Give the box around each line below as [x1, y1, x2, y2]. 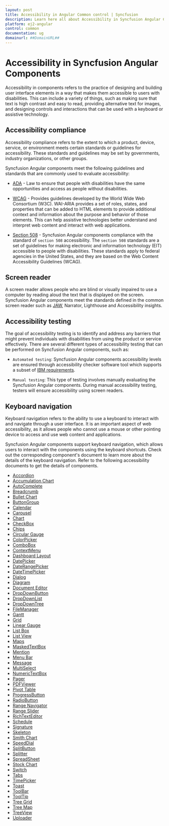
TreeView [12, 809, 33, 816]
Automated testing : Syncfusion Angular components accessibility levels [12, 356, 162, 363]
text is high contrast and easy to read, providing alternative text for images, [5, 100, 161, 106]
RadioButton [12, 697, 39, 703]
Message [12, 660, 32, 666]
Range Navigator [12, 703, 48, 709]
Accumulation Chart [12, 478, 54, 484]
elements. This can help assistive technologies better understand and [12, 217, 157, 223]
